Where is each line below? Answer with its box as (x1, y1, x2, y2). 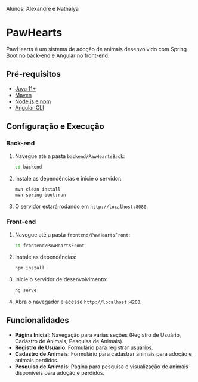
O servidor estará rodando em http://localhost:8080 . (14, 203, 148, 210)
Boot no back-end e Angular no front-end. (6, 52, 110, 59)
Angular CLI (14, 104, 44, 111)
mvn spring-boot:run (14, 192, 66, 198)
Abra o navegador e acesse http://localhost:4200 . (14, 298, 142, 305)
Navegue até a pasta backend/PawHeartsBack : (14, 153, 125, 160)
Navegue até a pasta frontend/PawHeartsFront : (14, 231, 131, 238)
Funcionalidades (6, 315, 70, 325)
